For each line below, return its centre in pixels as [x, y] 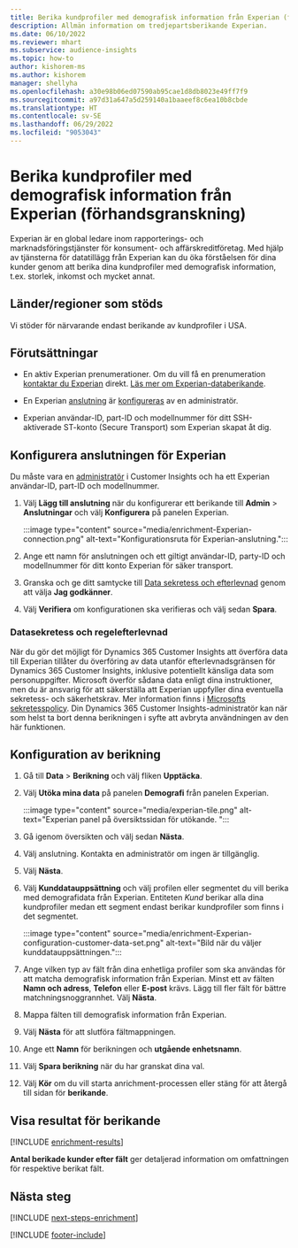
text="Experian [50, 820]
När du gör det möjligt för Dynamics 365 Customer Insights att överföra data [149, 651]
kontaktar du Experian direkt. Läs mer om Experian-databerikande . [144, 384]
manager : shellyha [44, 83]
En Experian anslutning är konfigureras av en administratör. [130, 401]
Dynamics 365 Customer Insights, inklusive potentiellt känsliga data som [142, 670]
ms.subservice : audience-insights [74, 50]
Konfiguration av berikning [86, 755]
